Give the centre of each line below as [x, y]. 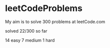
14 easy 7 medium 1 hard [30, 40]
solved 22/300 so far [26, 31]
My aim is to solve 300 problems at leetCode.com [55, 22]
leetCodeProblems [44, 8]
